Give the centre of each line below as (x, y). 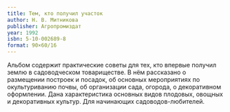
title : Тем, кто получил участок (55, 13)
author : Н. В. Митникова (43, 20)
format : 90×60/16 (32, 45)
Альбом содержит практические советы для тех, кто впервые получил (112, 65)
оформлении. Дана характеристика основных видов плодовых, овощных (115, 94)
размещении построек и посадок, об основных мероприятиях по (104, 79)
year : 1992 (23, 33)
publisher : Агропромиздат (44, 26)
